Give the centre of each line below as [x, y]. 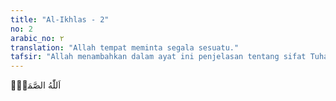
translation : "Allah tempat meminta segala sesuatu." [125, 47]
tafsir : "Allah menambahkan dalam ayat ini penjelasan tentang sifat [158, 57]
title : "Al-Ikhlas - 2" [60, 19]
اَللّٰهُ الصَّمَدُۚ [36, 85]
